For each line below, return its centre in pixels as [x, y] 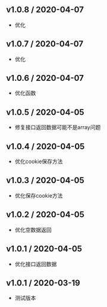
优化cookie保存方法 [39, 162]
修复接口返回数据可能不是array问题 [58, 127]
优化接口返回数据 [36, 264]
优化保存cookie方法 [39, 195]
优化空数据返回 [33, 230]
